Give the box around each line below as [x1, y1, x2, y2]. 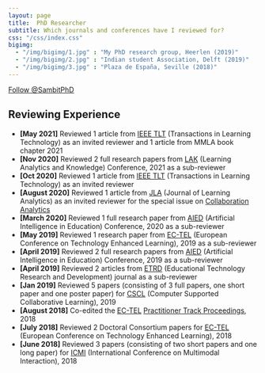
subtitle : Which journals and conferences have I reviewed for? [8, 26, 225, 34]
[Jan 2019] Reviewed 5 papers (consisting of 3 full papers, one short [19, 280, 245, 290]
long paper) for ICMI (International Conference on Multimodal [19, 348, 220, 357]
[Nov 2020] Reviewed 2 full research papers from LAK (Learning [19, 154, 232, 163]
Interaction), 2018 [19, 356, 78, 365]
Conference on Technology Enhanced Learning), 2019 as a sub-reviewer [19, 238, 257, 248]
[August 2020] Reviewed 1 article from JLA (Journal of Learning [19, 188, 231, 197]
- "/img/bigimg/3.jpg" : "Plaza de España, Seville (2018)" [15, 63, 218, 71]
